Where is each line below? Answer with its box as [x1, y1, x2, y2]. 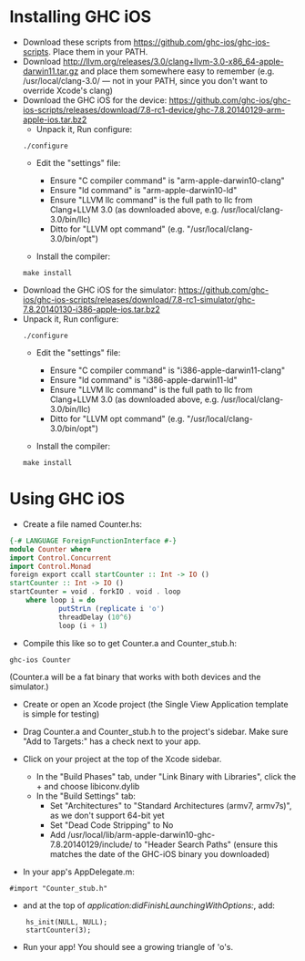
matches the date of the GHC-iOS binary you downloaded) [49, 848, 270, 859]
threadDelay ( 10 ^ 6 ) [57, 613, 132, 622]
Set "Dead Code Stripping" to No [49, 819, 174, 831]
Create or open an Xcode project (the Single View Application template [22, 698, 289, 709]
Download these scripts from [22, 36, 132, 47]
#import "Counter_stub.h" [9, 883, 107, 893]
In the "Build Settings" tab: [36, 790, 137, 801]
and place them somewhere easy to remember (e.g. [80, 66, 275, 77]
